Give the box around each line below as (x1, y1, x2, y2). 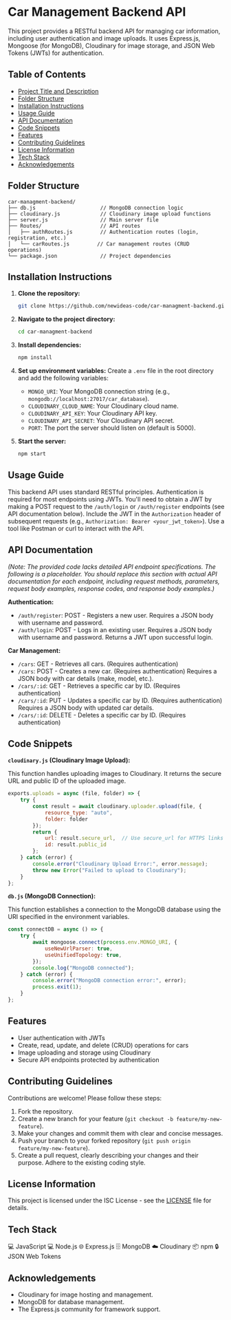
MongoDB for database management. (17, 1298, 124, 1306)
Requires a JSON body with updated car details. (17, 703, 154, 712)
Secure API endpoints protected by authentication (17, 1055, 159, 1063)
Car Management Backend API (8, 4, 186, 20)
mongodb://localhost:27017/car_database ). (27, 395, 150, 402)
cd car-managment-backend (17, 328, 92, 336)
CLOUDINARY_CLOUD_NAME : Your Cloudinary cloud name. (27, 402, 179, 410)
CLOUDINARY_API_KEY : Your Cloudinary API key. (27, 409, 157, 417)
